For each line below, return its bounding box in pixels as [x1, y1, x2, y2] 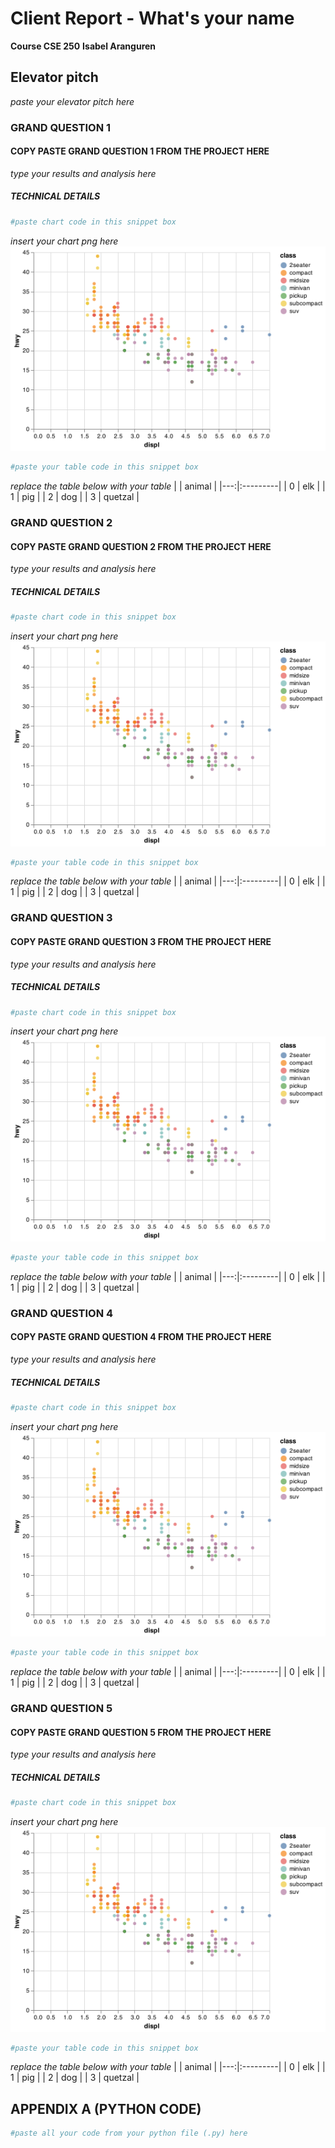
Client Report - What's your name [10, 7, 295, 30]
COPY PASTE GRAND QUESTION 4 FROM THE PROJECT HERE [10, 1331, 272, 1343]
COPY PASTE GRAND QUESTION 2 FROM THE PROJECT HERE [10, 540, 272, 552]
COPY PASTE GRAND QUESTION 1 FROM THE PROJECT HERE [10, 145, 270, 157]
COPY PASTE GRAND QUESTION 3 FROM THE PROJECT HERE [10, 935, 272, 947]
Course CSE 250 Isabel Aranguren [10, 40, 157, 52]
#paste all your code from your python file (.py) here [10, 2128, 248, 2139]
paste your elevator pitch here [10, 95, 135, 107]
